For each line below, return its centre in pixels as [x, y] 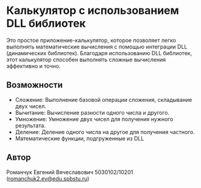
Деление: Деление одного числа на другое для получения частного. [105, 132]
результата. [30, 126]
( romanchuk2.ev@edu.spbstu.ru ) [48, 178]
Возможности [34, 85]
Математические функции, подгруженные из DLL [79, 138]
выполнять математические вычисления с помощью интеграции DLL [97, 47]
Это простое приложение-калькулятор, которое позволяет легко [91, 40]
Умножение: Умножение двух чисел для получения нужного [94, 119]
